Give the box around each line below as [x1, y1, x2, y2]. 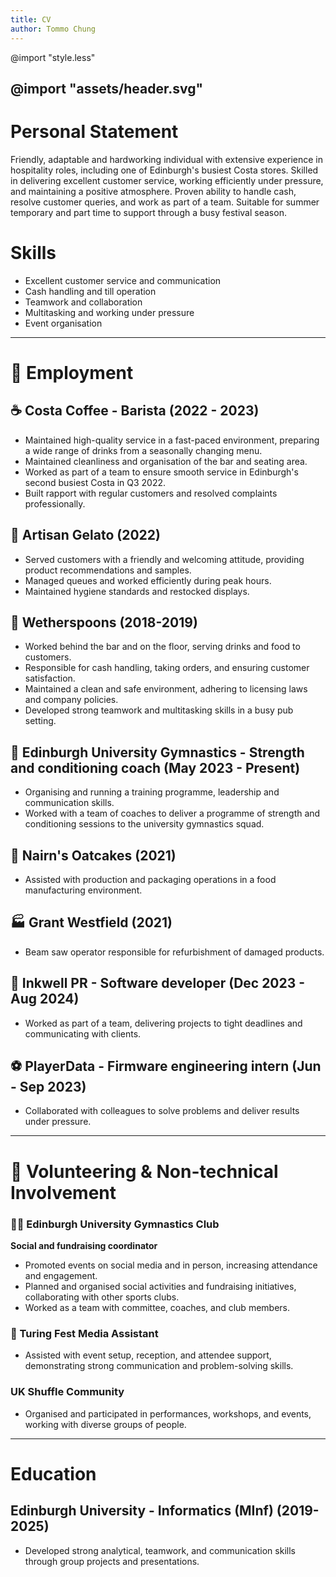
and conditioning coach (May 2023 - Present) [10, 759, 301, 776]
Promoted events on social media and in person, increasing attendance [24, 1259, 318, 1271]
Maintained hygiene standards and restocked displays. [24, 585, 250, 597]
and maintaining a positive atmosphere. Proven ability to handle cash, [10, 185, 297, 197]
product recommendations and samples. [24, 564, 192, 576]
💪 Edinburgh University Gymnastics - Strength [10, 744, 305, 761]
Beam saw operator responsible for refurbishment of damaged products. [24, 946, 325, 958]
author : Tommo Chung [10, 24, 97, 34]
